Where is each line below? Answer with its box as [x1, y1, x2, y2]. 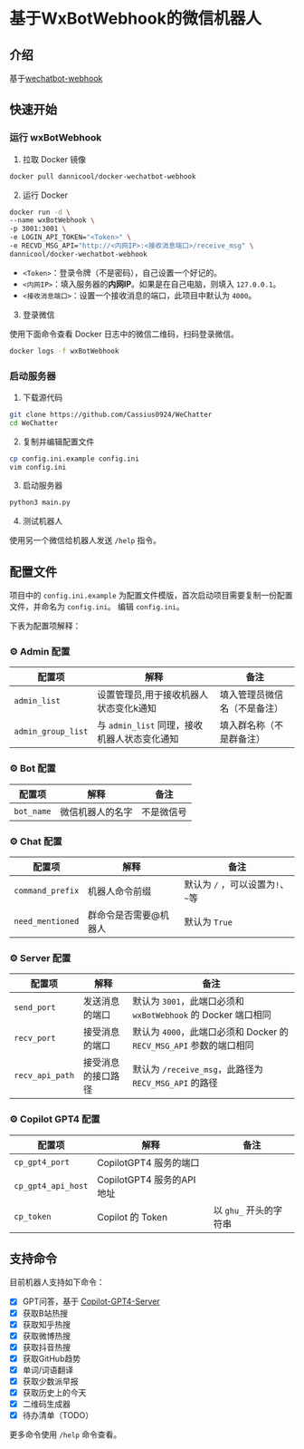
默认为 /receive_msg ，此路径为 [132, 1063, 264, 1075]
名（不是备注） [219, 702, 283, 715]
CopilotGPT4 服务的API [96, 1173, 196, 1186]
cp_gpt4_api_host [14, 1181, 89, 1191]
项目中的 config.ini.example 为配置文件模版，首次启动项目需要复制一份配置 [9, 590, 293, 601]
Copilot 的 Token [96, 1211, 168, 1223]
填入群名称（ [219, 719, 274, 732]
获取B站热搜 [22, 1308, 68, 1318]
